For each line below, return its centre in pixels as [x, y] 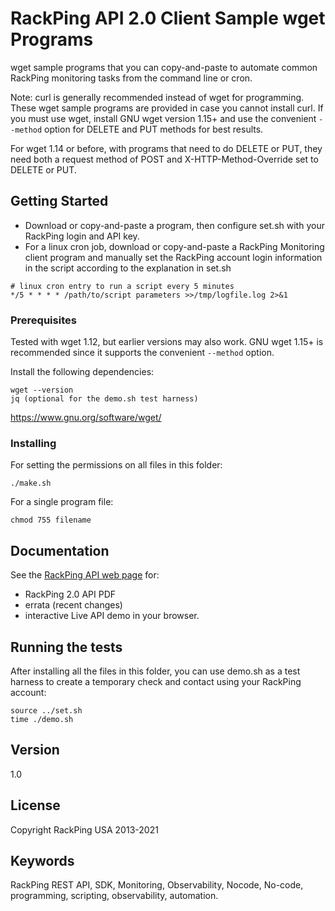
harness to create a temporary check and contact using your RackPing [156, 681]
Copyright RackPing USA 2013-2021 [84, 829]
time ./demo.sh [42, 719]
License [35, 805]
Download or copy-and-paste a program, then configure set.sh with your [174, 225]
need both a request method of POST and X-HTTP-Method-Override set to [164, 159]
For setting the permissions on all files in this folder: [116, 465]
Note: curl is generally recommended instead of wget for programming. [157, 97]
